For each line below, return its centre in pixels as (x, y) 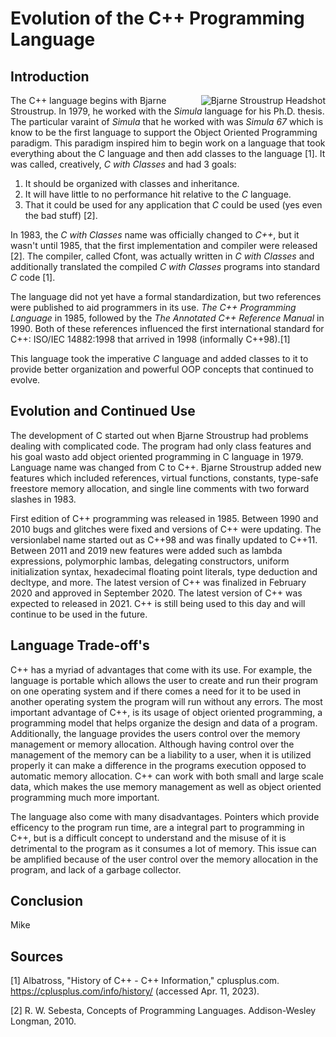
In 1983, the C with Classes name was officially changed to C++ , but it (155, 235)
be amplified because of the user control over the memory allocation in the (164, 859)
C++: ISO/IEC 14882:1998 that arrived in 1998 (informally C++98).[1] (150, 339)
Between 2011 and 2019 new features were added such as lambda (146, 550)
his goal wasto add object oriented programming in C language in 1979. (157, 456)
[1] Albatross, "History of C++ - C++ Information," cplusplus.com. (145, 981)
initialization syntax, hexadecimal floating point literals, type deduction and (164, 571)
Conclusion (47, 901)
